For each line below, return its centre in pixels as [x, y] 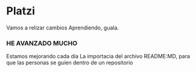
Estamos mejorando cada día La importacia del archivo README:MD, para [98, 56]
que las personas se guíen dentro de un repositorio [70, 63]
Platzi [21, 11]
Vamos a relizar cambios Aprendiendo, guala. [63, 28]
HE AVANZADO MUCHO [42, 43]
